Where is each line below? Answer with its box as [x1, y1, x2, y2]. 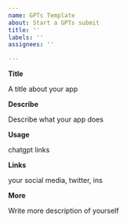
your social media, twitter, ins [8, 176, 103, 185]
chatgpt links [8, 145, 50, 155]
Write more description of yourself [8, 206, 119, 216]
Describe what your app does [8, 115, 104, 124]
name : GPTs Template [8, 11, 76, 20]
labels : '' [8, 33, 44, 42]
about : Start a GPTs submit [8, 19, 100, 27]
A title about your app [8, 84, 78, 94]
